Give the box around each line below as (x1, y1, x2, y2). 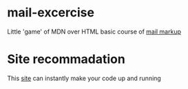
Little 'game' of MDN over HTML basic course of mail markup (7, 27, 181, 36)
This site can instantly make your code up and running (7, 74, 162, 82)
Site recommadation (7, 51, 125, 67)
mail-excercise (7, 5, 95, 21)
